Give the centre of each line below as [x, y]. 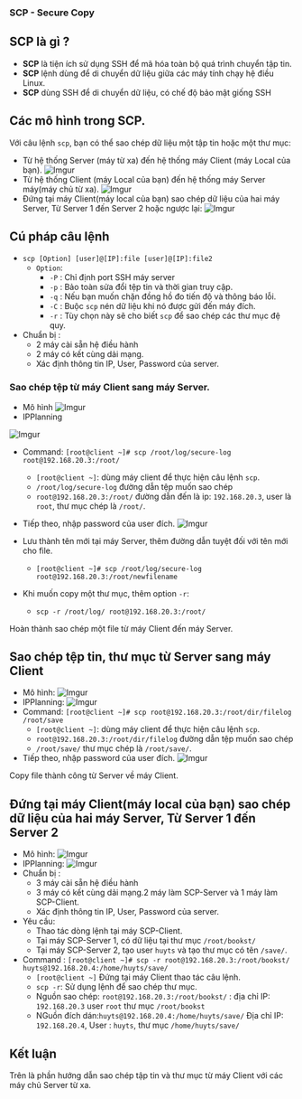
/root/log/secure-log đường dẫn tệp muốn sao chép [134, 486]
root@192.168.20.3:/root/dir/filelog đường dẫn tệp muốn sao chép [165, 739]
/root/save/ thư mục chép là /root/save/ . [114, 748]
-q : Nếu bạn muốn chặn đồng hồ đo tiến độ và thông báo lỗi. [163, 296]
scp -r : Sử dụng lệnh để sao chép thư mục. [117, 987]
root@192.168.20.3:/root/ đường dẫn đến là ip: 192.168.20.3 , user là [164, 496]
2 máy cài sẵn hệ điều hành [87, 344]
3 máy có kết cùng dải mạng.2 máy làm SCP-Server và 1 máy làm [156, 893]
